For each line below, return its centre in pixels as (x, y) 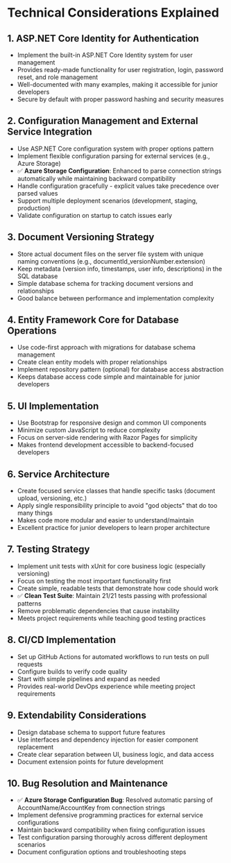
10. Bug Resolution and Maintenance (88, 783)
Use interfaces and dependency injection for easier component (108, 740)
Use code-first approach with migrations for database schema (106, 348)
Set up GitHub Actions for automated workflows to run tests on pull (113, 656)
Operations (32, 331)
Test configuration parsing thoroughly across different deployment (112, 837)
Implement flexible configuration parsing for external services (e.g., (113, 156)
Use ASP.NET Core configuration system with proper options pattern (115, 148)
